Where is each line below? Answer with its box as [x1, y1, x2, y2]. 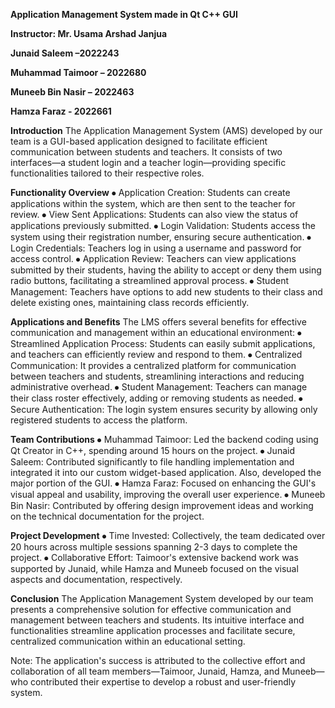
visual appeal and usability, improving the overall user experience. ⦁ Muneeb [10, 489, 326, 500]
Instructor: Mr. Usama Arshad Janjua [10, 28, 168, 39]
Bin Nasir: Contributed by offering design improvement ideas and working [10, 500, 314, 511]
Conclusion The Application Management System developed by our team [10, 593, 314, 604]
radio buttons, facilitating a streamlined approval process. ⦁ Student [10, 275, 289, 286]
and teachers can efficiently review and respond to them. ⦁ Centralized [10, 349, 303, 360]
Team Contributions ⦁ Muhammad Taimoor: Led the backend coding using [10, 434, 319, 445]
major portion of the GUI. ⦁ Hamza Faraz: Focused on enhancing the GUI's [10, 477, 317, 489]
